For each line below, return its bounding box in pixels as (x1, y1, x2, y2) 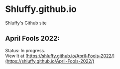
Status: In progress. (5, 47, 46, 53)
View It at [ (5, 53, 27, 59)
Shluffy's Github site (5, 20, 47, 26)
